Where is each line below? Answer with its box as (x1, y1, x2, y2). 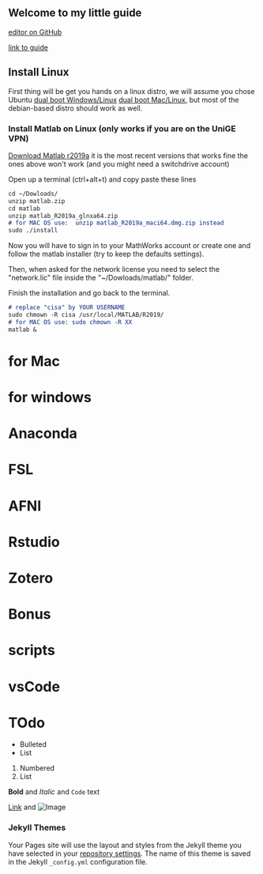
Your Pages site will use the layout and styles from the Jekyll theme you (8, 840, 242, 850)
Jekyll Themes (8, 822, 66, 833)
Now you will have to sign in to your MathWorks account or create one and (8, 241, 251, 251)
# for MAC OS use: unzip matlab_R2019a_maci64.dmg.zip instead (8, 219, 224, 228)
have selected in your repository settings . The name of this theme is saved (8, 849, 251, 858)
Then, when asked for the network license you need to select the (8, 265, 220, 274)
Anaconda (8, 424, 77, 443)
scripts (8, 642, 55, 659)
